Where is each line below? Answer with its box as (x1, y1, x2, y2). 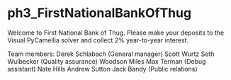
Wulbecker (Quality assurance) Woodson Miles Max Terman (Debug (7, 57, 206, 65)
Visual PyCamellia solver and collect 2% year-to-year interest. (7, 35, 189, 44)
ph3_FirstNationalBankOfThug (7, 5, 192, 21)
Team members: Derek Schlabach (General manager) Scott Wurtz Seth (7, 50, 215, 58)
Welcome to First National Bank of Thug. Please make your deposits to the (7, 28, 225, 37)
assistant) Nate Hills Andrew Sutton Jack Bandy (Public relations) (7, 64, 198, 73)
